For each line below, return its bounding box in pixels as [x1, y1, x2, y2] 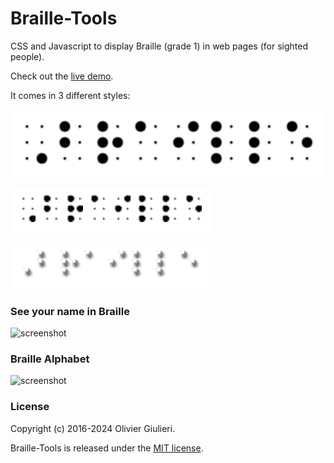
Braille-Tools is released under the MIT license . [10, 442, 204, 454]
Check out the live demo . [10, 70, 114, 82]
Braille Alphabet [10, 352, 90, 366]
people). [10, 50, 45, 62]
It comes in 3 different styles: [10, 89, 131, 101]
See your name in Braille [10, 304, 130, 318]
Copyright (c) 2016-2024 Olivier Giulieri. [10, 422, 176, 434]
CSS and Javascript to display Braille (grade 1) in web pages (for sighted [10, 40, 308, 52]
